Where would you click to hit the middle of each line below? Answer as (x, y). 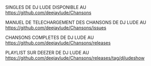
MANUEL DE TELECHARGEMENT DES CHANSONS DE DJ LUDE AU (76, 22)
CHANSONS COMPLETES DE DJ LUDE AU (50, 38)
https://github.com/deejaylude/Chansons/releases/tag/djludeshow (75, 58)
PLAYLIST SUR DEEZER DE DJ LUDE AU (47, 53)
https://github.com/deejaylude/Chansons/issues (56, 28)
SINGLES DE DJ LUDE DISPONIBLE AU (46, 7)
